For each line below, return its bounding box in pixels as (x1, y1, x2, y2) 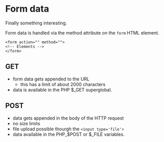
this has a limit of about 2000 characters (20, 81, 106, 87)
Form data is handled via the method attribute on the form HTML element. (5, 30, 159, 36)
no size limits (12, 120, 41, 126)
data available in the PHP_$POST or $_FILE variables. (12, 131, 125, 137)
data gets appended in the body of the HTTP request (12, 115, 124, 121)
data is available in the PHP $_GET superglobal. (12, 87, 112, 93)
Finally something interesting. (5, 20, 67, 26)
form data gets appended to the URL (12, 76, 90, 82)
